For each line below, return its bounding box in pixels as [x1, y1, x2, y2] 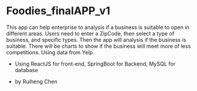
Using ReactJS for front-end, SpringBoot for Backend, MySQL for [14, 60, 176, 67]
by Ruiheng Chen [14, 78, 58, 85]
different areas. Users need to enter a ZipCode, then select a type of [6, 30, 175, 37]
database [14, 66, 38, 73]
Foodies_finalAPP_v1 [6, 4, 110, 18]
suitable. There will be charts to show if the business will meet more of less [6, 43, 191, 50]
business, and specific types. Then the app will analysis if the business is [6, 36, 186, 43]
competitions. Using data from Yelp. [6, 48, 94, 56]
